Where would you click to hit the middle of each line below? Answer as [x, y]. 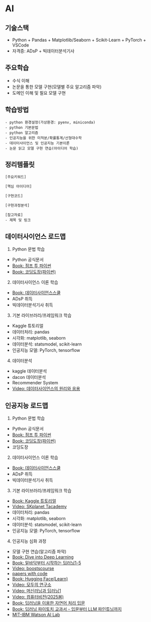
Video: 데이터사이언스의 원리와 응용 [46, 389]
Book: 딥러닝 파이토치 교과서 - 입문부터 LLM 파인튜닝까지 [67, 609]
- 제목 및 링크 [18, 220]
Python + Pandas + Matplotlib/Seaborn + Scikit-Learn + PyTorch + [79, 40]
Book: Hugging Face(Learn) [40, 579]
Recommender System [35, 383]
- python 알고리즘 [22, 133]
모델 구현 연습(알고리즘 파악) [39, 551]
